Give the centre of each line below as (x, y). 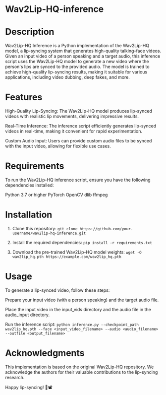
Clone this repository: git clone (45, 228)
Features (24, 97)
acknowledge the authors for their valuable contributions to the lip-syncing (82, 372)
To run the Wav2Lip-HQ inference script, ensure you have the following (78, 180)
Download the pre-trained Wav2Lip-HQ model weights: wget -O (77, 252)
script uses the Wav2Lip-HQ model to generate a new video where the (77, 62)
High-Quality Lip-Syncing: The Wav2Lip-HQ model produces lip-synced (79, 111)
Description (30, 32)
